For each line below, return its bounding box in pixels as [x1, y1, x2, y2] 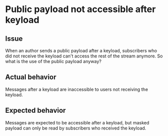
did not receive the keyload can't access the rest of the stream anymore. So [5, 53, 163, 59]
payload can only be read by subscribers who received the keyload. [5, 125, 146, 131]
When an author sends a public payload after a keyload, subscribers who [5, 48, 157, 53]
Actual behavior [5, 73, 57, 82]
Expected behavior [5, 106, 66, 115]
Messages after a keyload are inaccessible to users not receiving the [5, 86, 148, 92]
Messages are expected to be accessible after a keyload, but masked [5, 119, 150, 125]
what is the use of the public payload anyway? [5, 58, 102, 64]
